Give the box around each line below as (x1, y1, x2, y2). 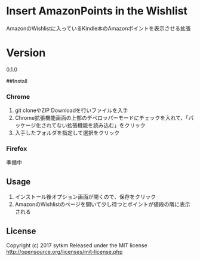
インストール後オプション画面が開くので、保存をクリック (14, 193, 156, 201)
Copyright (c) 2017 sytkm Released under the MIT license (6, 242, 147, 249)
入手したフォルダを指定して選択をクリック (14, 129, 120, 136)
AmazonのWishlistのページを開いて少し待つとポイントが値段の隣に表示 (14, 201, 190, 208)
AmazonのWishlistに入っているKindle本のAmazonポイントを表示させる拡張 (6, 25, 191, 32)
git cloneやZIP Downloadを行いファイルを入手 (14, 107, 128, 114)
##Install (6, 77, 28, 84)
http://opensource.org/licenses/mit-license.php (6, 248, 123, 256)
